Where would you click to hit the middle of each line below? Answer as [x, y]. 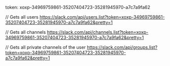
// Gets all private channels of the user [45, 47]
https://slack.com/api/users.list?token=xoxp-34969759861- [102, 17]
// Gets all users [22, 17]
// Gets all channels [26, 32]
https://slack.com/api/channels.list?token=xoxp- [98, 32]
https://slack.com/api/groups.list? [122, 47]
